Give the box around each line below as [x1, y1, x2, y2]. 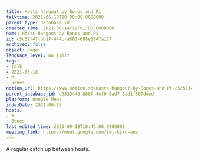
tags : [6, 58, 19, 64]
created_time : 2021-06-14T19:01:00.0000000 [6, 25, 115, 31]
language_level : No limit [6, 52, 70, 58]
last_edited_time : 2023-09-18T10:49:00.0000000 [6, 124, 126, 130]
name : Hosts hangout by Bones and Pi [6, 31, 99, 37]
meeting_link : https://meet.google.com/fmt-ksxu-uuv [6, 129, 138, 136]
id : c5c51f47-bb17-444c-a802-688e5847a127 [6, 36, 112, 42]
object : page [6, 47, 38, 53]
